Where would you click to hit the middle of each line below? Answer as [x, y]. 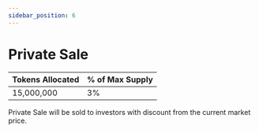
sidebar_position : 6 [42, 15]
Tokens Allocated [46, 79]
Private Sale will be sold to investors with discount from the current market [129, 112]
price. [18, 120]
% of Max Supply [120, 79]
